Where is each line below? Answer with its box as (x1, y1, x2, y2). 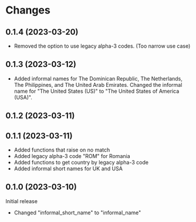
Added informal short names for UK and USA (13, 165, 123, 172)
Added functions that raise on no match (13, 146, 110, 153)
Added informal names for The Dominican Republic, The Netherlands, (13, 75, 183, 82)
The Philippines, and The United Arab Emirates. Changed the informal (13, 81, 183, 88)
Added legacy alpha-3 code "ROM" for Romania (13, 153, 130, 160)
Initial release (5, 197, 38, 204)
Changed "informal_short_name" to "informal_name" (13, 209, 141, 216)
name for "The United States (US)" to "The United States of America (13, 88, 180, 95)
